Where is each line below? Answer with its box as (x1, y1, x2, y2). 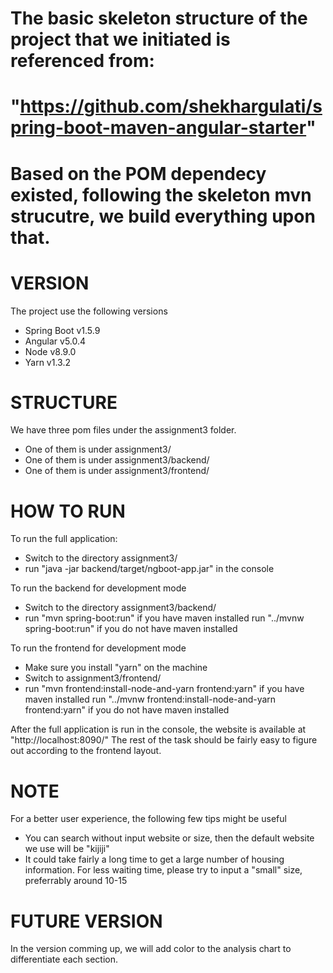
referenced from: (10, 50, 155, 72)
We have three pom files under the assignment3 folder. (10, 424, 237, 436)
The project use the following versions (10, 305, 168, 317)
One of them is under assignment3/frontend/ (24, 465, 210, 477)
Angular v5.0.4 (24, 335, 87, 347)
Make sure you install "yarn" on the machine (24, 662, 208, 674)
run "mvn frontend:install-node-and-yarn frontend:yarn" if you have (24, 683, 305, 695)
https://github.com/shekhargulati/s (19, 95, 323, 118)
